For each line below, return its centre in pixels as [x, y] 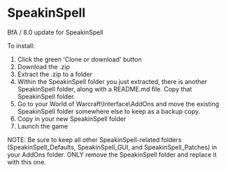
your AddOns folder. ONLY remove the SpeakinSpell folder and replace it [112, 155]
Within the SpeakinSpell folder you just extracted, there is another [112, 81]
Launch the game [43, 126]
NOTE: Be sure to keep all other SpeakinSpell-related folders [94, 139]
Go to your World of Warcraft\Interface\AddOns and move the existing [118, 103]
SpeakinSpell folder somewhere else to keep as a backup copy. [109, 111]
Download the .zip [43, 66]
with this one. [27, 162]
